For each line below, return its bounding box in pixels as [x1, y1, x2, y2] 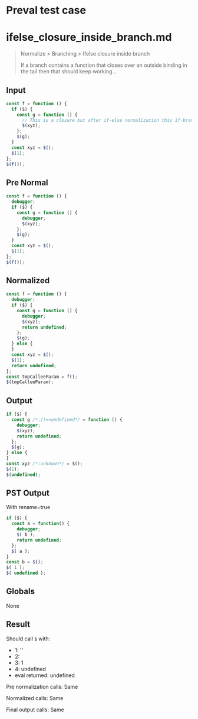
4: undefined [14, 665, 46, 672]
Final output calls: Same [6, 706, 65, 713]
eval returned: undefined [14, 672, 75, 679]
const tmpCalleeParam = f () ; [6, 374, 78, 380]
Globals [6, 587, 35, 597]
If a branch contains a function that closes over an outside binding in [20, 61, 187, 69]
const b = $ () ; [6, 559, 44, 565]
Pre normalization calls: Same [6, 683, 78, 690]
